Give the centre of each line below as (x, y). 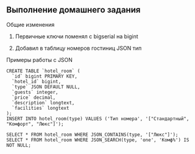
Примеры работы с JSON (40, 59)
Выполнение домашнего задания (73, 10)
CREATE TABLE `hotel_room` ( (43, 71)
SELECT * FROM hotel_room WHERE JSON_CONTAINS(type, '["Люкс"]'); (92, 135)
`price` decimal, (34, 97)
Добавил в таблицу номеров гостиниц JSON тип (78, 48)
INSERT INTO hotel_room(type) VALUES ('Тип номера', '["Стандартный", (98, 119)
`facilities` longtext (41, 108)
